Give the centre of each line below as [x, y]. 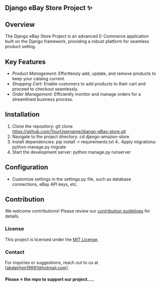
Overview [20, 25]
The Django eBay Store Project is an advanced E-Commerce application [77, 36]
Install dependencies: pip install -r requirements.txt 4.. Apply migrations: [84, 142]
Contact [15, 252]
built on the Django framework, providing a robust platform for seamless [77, 41]
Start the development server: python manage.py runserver [71, 152]
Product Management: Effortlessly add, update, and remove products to [84, 74]
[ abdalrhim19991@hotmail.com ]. [37, 268]
